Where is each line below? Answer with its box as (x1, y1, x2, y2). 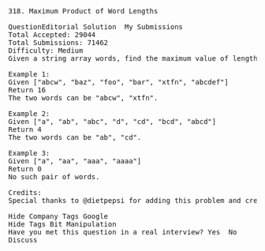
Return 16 (8, 86, 46, 94)
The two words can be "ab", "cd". (8, 133, 142, 141)
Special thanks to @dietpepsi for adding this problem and (8, 197, 242, 204)
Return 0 (8, 165, 42, 173)
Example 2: (8, 110, 50, 118)
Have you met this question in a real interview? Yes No (8, 228, 237, 236)
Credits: (8, 189, 42, 197)
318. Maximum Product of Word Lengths (8, 7, 159, 15)
